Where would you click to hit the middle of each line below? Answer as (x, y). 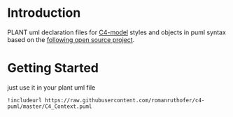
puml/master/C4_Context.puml (50, 106)
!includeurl (24, 100)
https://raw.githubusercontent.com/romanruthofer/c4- (125, 100)
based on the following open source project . (71, 39)
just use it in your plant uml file (51, 87)
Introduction (44, 13)
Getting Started (53, 68)
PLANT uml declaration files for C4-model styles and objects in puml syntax (116, 32)
